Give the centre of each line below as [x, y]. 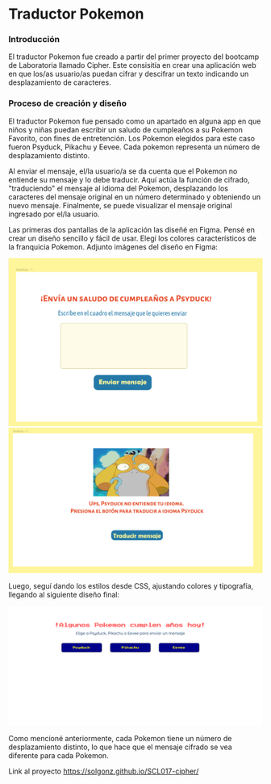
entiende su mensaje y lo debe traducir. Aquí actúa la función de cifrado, [129, 179]
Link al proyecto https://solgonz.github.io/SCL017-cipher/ [104, 771]
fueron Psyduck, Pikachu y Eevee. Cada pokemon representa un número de [134, 147]
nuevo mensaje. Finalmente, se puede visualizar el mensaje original [120, 205]
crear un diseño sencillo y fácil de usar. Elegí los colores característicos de [132, 238]
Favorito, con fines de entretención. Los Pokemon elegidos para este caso [132, 138]
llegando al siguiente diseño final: [64, 595]
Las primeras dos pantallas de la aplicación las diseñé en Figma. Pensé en [132, 229]
